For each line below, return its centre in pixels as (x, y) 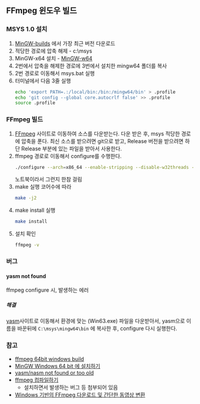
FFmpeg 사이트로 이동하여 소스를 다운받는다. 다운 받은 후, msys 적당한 (97, 134)
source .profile (35, 103)
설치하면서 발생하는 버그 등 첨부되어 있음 (71, 387)
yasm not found (26, 276)
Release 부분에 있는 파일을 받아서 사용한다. (72, 149)
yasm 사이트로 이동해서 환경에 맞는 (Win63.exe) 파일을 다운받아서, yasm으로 (96, 321)
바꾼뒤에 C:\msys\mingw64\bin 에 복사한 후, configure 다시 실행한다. (97, 329)
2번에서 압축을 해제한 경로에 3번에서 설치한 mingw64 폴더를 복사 (91, 66)
